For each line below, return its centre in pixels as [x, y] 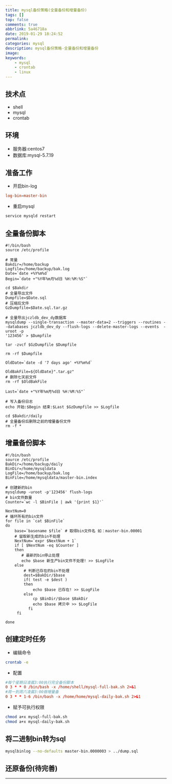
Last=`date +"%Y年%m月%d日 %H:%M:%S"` [46, 391]
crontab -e [17, 662]
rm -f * [14, 426]
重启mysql [24, 207]
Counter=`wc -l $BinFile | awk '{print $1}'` [55, 502]
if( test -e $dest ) [46, 580]
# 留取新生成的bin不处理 [37, 536]
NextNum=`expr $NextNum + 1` [46, 541]
